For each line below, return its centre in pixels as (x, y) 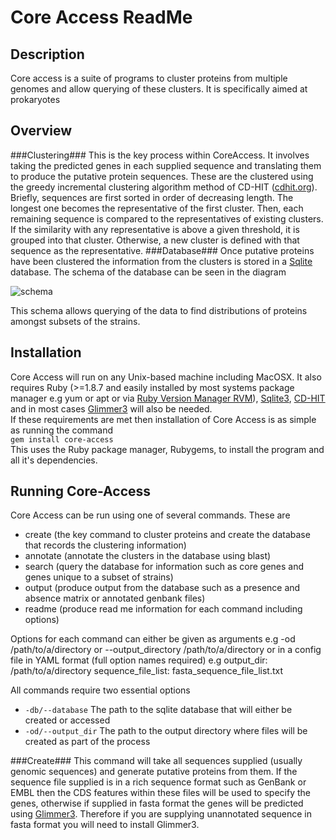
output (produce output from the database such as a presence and (162, 588)
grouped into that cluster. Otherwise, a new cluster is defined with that (155, 240)
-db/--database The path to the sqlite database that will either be (158, 710)
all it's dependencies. (54, 460)
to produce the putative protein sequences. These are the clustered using (162, 176)
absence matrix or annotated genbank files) (115, 598)
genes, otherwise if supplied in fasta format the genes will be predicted (157, 803)
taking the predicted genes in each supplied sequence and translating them (166, 165)
